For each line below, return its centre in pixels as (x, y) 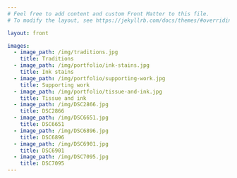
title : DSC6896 (42, 137)
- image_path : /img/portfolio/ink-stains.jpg (82, 65)
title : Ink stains (47, 72)
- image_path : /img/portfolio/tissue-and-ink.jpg (88, 91)
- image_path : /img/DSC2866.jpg (61, 105)
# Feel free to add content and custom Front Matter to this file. (109, 14)
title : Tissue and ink (53, 98)
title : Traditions (47, 59)
